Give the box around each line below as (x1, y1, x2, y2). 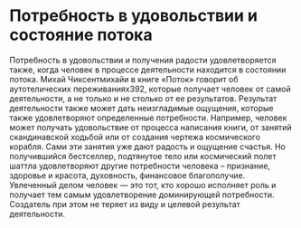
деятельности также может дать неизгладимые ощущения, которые (9, 102, 274, 113)
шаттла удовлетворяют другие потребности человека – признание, (9, 160, 271, 171)
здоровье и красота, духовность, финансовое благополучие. (9, 169, 246, 181)
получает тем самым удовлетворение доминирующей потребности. (9, 189, 275, 200)
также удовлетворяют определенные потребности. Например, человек (9, 112, 287, 123)
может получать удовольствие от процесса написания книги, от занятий (9, 121, 292, 132)
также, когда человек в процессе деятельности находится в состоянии (9, 64, 287, 75)
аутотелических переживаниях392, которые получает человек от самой (9, 83, 291, 94)
